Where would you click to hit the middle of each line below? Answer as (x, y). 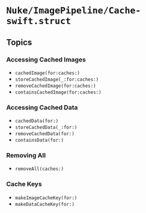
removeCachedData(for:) (45, 134)
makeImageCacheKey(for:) (46, 198)
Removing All (26, 156)
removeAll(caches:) (39, 169)
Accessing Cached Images (46, 59)
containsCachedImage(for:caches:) (58, 92)
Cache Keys (24, 184)
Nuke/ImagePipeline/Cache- (74, 11)
